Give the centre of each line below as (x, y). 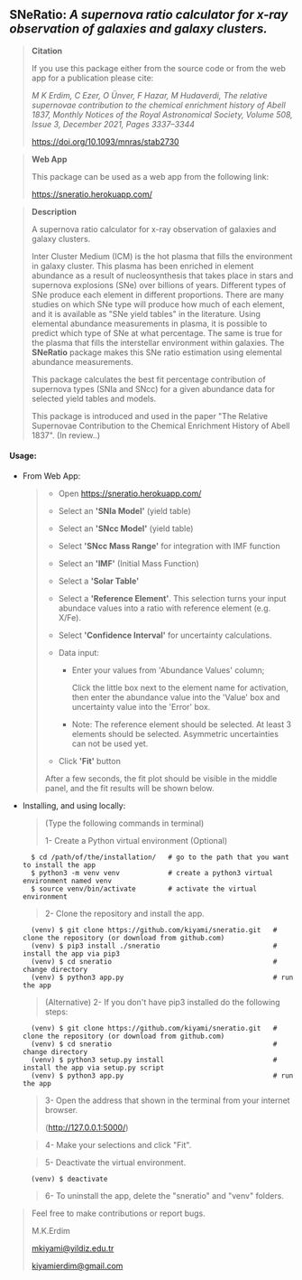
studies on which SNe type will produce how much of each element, (158, 304)
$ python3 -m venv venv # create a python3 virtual (152, 874)
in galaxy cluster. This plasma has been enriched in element (142, 266)
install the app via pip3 (71, 954)
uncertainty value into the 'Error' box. (141, 707)
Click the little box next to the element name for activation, (180, 688)
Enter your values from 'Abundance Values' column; (168, 670)
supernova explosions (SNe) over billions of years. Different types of (159, 285)
